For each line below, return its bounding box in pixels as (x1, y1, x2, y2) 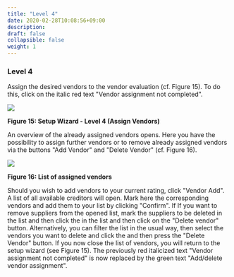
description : (7, 23, 46, 30)
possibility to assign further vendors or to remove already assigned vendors (7, 138, 228, 147)
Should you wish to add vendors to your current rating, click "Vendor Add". (7, 187, 225, 195)
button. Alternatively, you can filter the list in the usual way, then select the (7, 224, 224, 232)
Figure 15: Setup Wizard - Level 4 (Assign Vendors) (7, 117, 160, 126)
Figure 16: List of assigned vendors (7, 172, 112, 181)
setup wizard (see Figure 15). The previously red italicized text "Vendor (7, 247, 214, 255)
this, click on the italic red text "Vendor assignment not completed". (7, 90, 203, 99)
